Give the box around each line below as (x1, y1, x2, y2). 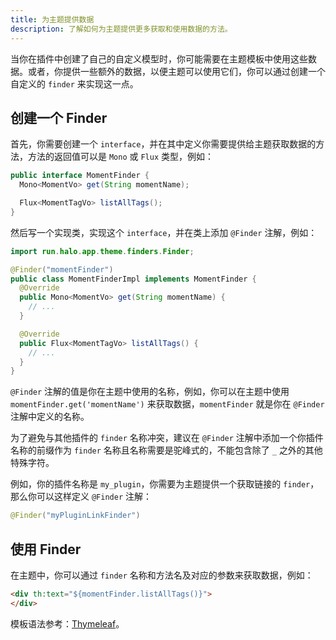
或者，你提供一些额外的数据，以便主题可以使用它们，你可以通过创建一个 (27, 65, 326, 77)
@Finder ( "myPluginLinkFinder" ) (10, 511, 141, 521)
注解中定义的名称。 (10, 411, 90, 423)
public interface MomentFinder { (10, 171, 150, 181)
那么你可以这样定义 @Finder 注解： (10, 491, 152, 503)
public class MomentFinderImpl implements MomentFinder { (10, 274, 257, 284)
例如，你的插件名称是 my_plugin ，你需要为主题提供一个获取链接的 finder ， (10, 478, 320, 490)
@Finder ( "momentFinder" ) (10, 264, 114, 275)
